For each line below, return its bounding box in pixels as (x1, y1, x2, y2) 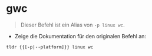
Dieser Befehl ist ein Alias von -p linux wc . (20, 21, 125, 28)
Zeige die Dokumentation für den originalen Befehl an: (14, 32, 146, 39)
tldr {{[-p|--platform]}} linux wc (6, 44, 94, 50)
